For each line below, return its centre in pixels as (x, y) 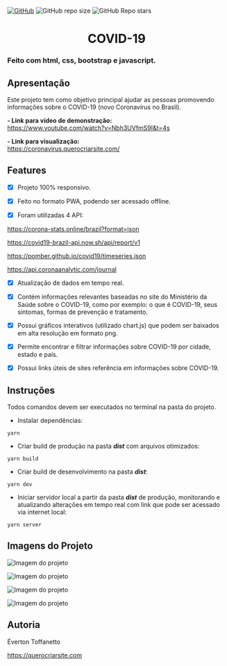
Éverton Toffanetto (34, 642)
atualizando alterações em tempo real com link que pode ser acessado (118, 505)
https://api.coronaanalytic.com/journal (62, 269)
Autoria (24, 625)
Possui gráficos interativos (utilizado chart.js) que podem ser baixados (118, 326)
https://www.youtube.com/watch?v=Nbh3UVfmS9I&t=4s (89, 128)
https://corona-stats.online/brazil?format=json (74, 228)
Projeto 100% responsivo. (54, 187)
